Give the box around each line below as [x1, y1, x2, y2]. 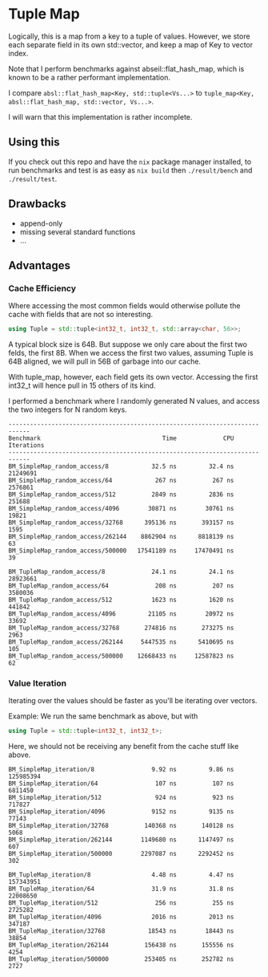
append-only [19, 218, 63, 228]
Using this [8, 136, 60, 149]
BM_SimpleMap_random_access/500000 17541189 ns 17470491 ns [8, 547, 234, 555]
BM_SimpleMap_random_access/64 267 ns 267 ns [8, 477, 234, 485]
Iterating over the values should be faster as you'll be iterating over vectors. [8, 696, 258, 706]
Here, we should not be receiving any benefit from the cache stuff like [8, 742, 239, 751]
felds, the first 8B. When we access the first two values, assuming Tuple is [8, 348, 254, 358]
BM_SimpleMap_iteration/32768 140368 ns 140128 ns [8, 822, 234, 830]
